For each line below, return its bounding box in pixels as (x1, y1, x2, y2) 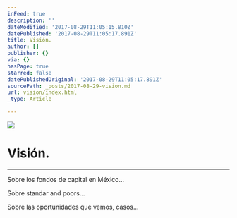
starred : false (7, 69, 52, 76)
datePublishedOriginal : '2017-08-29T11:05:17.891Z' (7, 75, 162, 83)
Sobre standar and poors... (7, 188, 85, 198)
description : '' (7, 17, 55, 24)
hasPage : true (7, 63, 49, 70)
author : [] (7, 43, 39, 50)
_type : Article (7, 96, 52, 103)
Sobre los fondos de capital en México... (7, 175, 125, 183)
